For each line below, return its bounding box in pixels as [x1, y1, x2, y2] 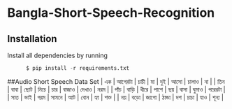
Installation [7, 33, 57, 45]
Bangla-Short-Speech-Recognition [7, 5, 215, 21]
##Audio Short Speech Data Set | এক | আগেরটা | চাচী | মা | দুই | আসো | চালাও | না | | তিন [7, 77, 225, 85]
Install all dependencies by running [7, 51, 108, 59]
